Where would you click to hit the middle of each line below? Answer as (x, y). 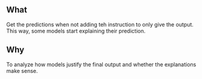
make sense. (22, 71)
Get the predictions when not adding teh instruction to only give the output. (100, 24)
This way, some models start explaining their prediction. (76, 31)
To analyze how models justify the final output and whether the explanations (101, 64)
